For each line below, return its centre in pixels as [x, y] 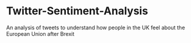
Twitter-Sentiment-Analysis [77, 11]
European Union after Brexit [40, 33]
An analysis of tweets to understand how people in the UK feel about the [96, 27]
